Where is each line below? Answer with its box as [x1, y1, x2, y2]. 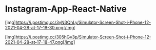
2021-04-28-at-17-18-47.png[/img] [5, 39, 76, 45]
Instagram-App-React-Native [5, 3, 127, 15]
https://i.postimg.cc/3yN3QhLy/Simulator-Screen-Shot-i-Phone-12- [15, 19, 151, 25]
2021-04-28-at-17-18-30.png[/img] [5, 24, 76, 30]
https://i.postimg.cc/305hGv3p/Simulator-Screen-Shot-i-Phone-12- [15, 34, 151, 40]
